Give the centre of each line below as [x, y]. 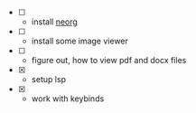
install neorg [55, 22]
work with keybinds [68, 99]
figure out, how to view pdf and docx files [109, 60]
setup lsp [48, 79]
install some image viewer [80, 41]
